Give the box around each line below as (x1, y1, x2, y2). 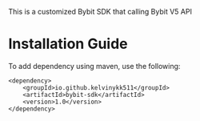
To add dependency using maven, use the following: (8, 61, 181, 71)
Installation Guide (8, 35, 128, 53)
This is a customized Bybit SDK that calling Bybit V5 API (8, 7, 192, 16)
